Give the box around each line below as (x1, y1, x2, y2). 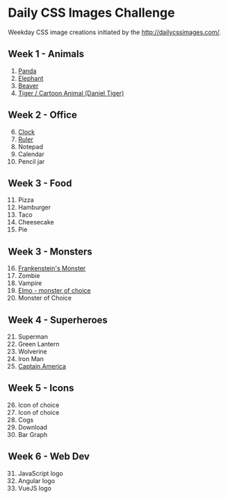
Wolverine (17, 347, 47, 355)
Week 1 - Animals (8, 48, 84, 60)
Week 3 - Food (8, 177, 72, 189)
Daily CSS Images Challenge (8, 5, 175, 21)
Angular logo (17, 476, 55, 485)
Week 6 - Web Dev (8, 451, 90, 463)
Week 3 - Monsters (8, 245, 92, 257)
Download (17, 423, 48, 431)
